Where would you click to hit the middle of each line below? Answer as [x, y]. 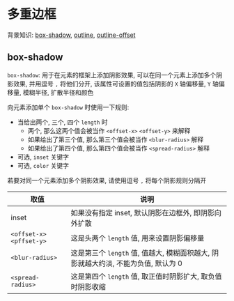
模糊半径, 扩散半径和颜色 [58, 92]
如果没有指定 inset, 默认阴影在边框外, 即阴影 [142, 213]
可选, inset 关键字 [43, 157]
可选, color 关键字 [43, 165]
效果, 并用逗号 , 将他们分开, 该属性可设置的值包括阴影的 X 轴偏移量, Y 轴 [116, 84]
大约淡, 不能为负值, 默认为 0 [137, 263]
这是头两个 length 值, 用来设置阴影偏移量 [138, 238]
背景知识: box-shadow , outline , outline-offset [71, 35]
